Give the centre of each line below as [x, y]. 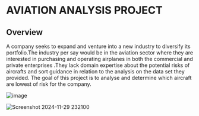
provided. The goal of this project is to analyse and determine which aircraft [99, 78]
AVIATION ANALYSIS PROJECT [85, 10]
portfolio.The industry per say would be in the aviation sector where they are [100, 53]
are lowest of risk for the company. [49, 84]
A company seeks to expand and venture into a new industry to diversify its [99, 46]
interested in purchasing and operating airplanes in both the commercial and [99, 59]
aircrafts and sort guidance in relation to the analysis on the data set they [96, 71]
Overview [25, 32]
